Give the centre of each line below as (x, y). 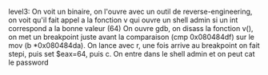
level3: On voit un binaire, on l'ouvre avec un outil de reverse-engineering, (130, 12)
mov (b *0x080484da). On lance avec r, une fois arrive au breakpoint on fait (134, 45)
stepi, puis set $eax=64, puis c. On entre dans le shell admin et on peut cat (132, 54)
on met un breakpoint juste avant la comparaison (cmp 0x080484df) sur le (131, 37)
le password (29, 62)
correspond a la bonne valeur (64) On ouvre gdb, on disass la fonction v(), (131, 28)
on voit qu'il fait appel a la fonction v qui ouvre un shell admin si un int (123, 20)
